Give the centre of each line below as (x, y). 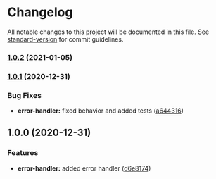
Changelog (40, 12)
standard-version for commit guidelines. (65, 39)
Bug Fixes (25, 95)
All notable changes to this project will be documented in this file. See (108, 32)
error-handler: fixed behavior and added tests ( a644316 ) (101, 111)
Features (23, 153)
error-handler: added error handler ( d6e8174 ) (84, 168)
